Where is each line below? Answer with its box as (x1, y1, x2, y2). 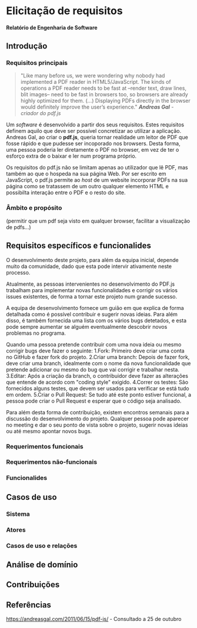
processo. (6, 269, 31, 276)
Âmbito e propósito (6, 204, 62, 212)
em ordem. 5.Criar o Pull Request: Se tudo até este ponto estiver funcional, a (6, 391, 192, 398)
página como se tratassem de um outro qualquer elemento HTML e (6, 183, 169, 190)
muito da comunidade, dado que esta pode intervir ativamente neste (6, 263, 172, 270)
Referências (6, 600, 52, 610)
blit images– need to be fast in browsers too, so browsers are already (20, 91, 188, 98)
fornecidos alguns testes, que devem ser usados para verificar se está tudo (6, 385, 189, 392)
